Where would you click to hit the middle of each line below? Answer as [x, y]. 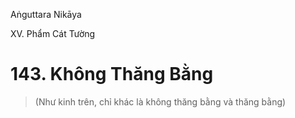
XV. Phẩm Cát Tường [53, 33]
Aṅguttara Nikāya [46, 14]
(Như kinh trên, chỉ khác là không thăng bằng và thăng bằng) [160, 101]
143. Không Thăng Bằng [112, 74]
